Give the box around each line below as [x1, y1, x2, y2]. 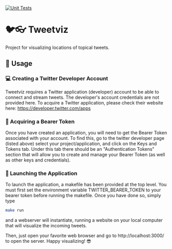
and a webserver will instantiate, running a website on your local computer [5, 217, 163, 223]
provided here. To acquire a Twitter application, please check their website [5, 99, 163, 105]
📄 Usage [5, 59, 32, 68]
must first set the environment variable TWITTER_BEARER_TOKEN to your [5, 187, 161, 193]
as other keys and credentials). [5, 157, 71, 163]
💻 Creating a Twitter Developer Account [5, 75, 108, 82]
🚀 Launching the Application [5, 170, 78, 177]
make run [5, 208, 24, 213]
